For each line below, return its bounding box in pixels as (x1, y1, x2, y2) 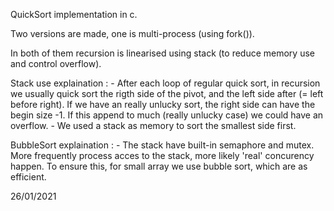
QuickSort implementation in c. (10, 9, 138, 20)
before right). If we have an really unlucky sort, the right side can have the (10, 99, 316, 110)
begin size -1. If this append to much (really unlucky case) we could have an (10, 109, 324, 121)
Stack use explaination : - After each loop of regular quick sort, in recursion (10, 77, 321, 89)
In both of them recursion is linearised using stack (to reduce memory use (10, 47, 315, 59)
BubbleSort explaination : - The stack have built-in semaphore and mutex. (10, 139, 315, 151)
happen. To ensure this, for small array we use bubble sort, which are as (10, 160, 308, 172)
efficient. (10, 171, 47, 183)
